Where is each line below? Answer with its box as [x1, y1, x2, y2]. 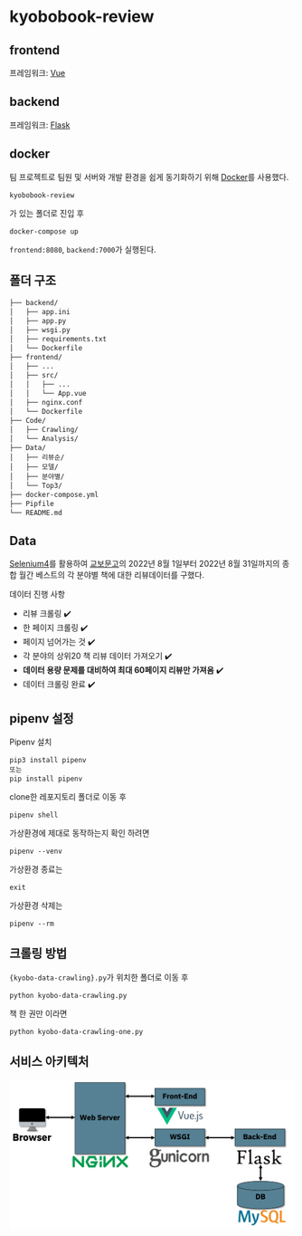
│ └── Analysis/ [9, 435, 79, 444]
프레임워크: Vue [9, 68, 66, 78]
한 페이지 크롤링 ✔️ [22, 622, 89, 633]
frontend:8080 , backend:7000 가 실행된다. [9, 244, 156, 254]
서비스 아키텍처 [9, 1054, 90, 1069]
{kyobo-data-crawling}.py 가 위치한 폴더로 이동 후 [9, 972, 189, 982]
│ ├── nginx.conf [9, 398, 83, 407]
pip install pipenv [9, 774, 83, 784]
